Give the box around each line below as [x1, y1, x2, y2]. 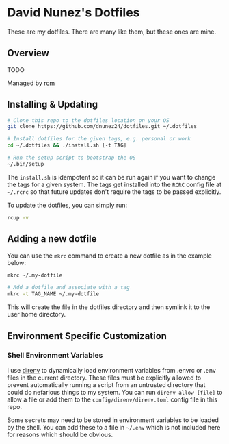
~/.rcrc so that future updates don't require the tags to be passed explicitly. [7, 187, 221, 196]
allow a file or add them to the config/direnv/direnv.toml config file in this [7, 395, 217, 404]
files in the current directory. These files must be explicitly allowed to [7, 373, 202, 382]
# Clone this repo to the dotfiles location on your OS [7, 116, 170, 124]
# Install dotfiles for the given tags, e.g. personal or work [7, 136, 191, 143]
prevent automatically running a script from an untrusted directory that [7, 380, 206, 388]
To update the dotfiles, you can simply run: [7, 201, 128, 209]
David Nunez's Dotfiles [7, 5, 140, 21]
